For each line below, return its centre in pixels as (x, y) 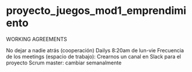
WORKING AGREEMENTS (36, 39)
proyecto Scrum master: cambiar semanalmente (64, 63)
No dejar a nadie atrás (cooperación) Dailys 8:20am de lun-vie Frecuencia (95, 50)
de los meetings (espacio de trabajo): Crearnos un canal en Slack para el (94, 56)
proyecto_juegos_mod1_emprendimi (96, 11)
